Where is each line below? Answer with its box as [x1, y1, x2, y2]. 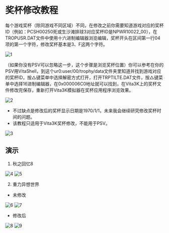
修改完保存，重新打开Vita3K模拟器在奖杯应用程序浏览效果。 [9, 87, 134, 93]
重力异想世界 [12, 181, 39, 187]
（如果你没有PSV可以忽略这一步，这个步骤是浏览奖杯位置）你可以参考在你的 [5, 62, 164, 68]
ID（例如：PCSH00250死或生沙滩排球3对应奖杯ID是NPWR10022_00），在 [5, 28, 157, 34]
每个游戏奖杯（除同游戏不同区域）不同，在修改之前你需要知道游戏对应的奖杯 [5, 22, 164, 28]
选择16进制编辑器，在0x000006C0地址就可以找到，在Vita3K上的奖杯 [14, 80, 157, 86]
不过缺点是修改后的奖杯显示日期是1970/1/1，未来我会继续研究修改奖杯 [12, 107, 157, 114]
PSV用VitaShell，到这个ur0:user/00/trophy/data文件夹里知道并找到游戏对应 [5, 68, 161, 74]
